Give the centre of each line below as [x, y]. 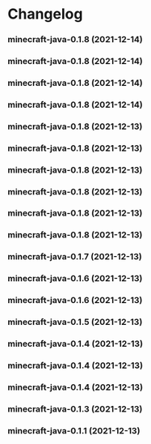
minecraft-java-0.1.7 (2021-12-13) [75, 257]
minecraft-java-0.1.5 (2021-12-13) [75, 322]
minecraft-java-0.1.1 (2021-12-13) [74, 430]
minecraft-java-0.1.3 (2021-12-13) [75, 408]
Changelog [45, 14]
